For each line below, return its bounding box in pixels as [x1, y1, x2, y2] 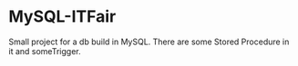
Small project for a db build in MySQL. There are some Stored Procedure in [8, 36, 290, 47]
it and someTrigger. [8, 45, 81, 56]
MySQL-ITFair [8, 6, 117, 27]
